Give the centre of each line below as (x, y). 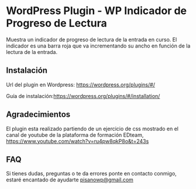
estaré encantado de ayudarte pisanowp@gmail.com (70, 180)
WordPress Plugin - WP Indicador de (97, 11)
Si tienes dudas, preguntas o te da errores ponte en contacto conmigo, (91, 174)
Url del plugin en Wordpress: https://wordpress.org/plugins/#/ (80, 85)
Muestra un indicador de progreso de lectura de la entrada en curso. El (92, 39)
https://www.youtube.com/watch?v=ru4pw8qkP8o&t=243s (78, 141)
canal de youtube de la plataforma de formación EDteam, (75, 135)
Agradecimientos (38, 115)
